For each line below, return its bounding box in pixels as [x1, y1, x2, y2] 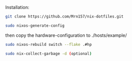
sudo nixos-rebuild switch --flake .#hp [5, 42, 92, 47]
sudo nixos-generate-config [5, 23, 65, 28]
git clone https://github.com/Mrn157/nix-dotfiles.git [5, 14, 124, 19]
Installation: [5, 5, 29, 10]
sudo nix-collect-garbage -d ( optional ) [5, 51, 92, 56]
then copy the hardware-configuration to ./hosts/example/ [5, 32, 127, 38]
